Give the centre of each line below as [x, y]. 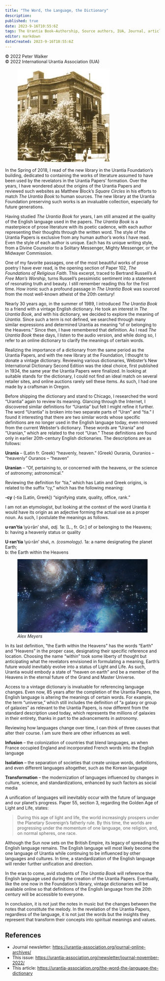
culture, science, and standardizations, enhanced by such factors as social [81, 783]
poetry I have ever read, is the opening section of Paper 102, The [71, 268]
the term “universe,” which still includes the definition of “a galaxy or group [81, 703]
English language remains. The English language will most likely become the [82, 848]
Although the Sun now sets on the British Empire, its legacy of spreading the [82, 843]
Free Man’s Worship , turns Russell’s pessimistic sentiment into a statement [81, 278]
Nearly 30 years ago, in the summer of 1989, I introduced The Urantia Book [81, 303]
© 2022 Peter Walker [27, 56]
